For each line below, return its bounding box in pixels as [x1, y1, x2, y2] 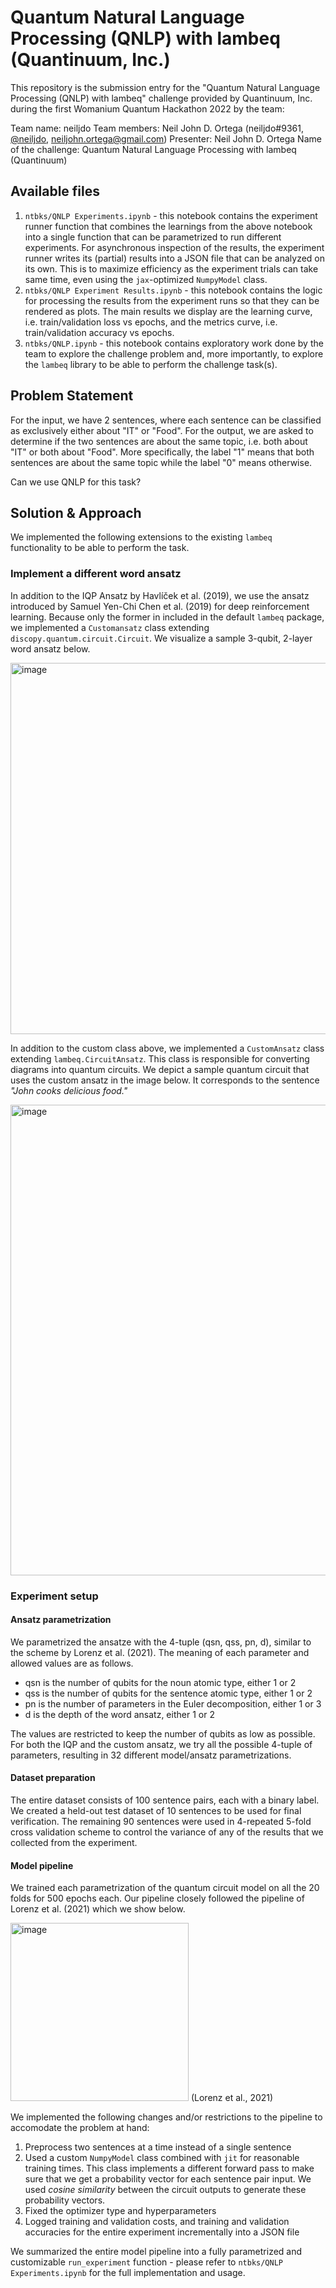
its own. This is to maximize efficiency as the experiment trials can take [24, 262, 319, 275]
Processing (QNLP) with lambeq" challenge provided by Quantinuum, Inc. [10, 92, 313, 104]
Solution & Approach [10, 504, 142, 521]
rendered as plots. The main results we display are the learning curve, [24, 305, 313, 317]
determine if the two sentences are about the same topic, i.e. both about [10, 435, 308, 447]
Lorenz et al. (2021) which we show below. [10, 1903, 186, 1915]
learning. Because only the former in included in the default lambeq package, [10, 611, 325, 623]
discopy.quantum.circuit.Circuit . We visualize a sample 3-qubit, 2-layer [10, 632, 313, 644]
